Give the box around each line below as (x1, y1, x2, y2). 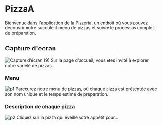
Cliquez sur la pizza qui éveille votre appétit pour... (16, 114, 119, 121)
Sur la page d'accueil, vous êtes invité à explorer (51, 57, 149, 63)
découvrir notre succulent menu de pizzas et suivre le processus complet (5, 25, 154, 30)
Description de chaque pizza (5, 103, 75, 110)
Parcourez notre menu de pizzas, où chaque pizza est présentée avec (15, 86, 157, 92)
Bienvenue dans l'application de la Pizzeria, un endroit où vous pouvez (5, 20, 148, 25)
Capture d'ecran (5, 44, 56, 52)
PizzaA (5, 3, 34, 15)
